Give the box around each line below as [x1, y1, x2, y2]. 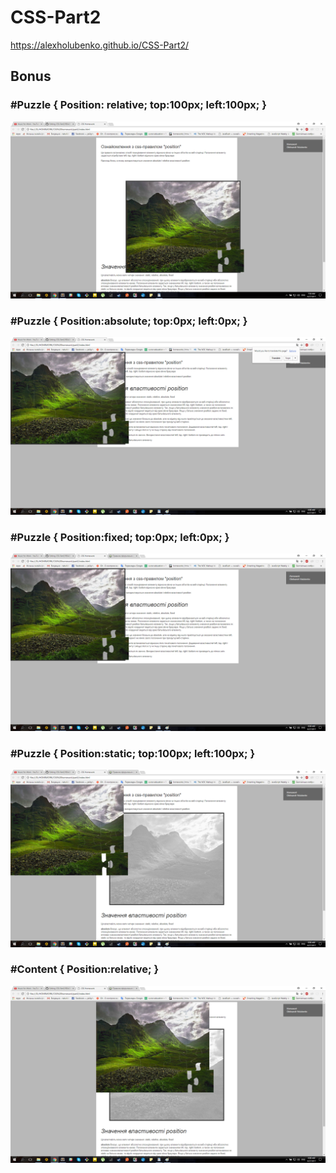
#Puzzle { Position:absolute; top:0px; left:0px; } [10, 314, 248, 328]
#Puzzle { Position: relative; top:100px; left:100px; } [10, 98, 267, 112]
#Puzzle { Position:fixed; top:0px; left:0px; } [10, 530, 230, 544]
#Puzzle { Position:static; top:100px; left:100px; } [10, 746, 256, 760]
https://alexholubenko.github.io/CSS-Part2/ [10, 39, 190, 51]
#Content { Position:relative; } [10, 962, 160, 976]
